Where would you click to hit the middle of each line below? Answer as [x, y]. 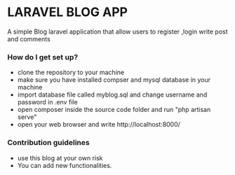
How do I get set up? [43, 57]
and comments [29, 38]
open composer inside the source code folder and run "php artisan [114, 110]
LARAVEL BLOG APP [68, 12]
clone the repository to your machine [71, 72]
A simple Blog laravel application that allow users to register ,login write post [117, 31]
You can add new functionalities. [65, 165]
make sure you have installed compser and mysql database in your [114, 80]
